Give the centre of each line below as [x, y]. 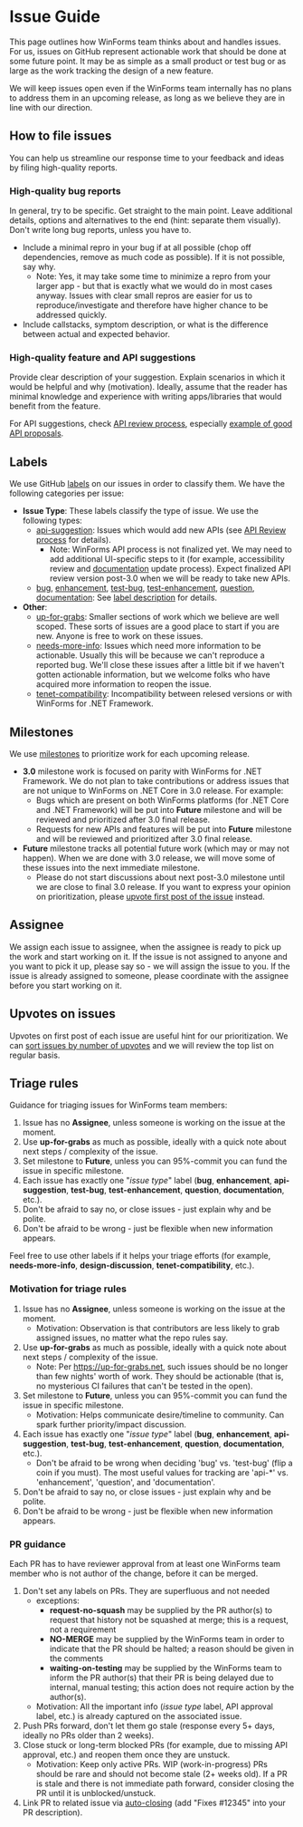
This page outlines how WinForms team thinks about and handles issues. [146, 42]
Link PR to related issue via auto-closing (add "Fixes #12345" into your [154, 1803]
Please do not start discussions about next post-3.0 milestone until [160, 877]
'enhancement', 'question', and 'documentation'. [125, 1482]
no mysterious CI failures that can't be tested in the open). [144, 1386]
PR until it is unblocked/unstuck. [96, 1793]
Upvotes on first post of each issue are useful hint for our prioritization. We [149, 1036]
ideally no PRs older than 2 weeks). [88, 1735]
